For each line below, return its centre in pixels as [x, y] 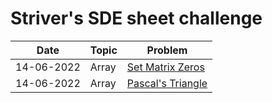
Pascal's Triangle [167, 83]
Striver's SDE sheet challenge [136, 18]
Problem [167, 50]
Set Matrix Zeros [165, 67]
